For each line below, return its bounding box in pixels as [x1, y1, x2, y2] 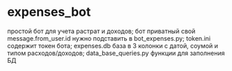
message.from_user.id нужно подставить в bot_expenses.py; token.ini [7, 34, 211, 42]
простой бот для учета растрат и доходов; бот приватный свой [7, 27, 196, 35]
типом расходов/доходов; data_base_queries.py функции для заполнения [7, 49, 225, 57]
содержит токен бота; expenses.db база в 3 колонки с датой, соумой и [7, 41, 218, 50]
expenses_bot [7, 4, 91, 20]
